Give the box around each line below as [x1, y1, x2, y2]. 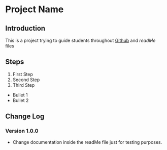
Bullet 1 [12, 92, 28, 98]
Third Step [12, 82, 35, 88]
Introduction [5, 24, 46, 33]
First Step [12, 71, 33, 77]
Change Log [5, 112, 45, 121]
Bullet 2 [12, 97, 29, 103]
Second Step [12, 77, 40, 83]
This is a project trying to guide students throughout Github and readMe [5, 37, 156, 43]
